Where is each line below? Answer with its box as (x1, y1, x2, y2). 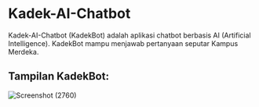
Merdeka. (8, 47, 39, 56)
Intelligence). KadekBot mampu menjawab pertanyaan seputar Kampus (8, 38, 239, 48)
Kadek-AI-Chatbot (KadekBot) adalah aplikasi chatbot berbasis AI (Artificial (8, 30, 251, 40)
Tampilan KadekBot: (8, 70, 110, 83)
